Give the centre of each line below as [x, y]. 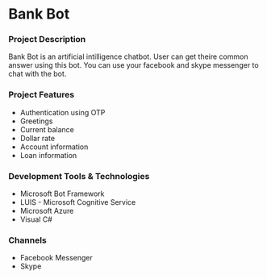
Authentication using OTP [63, 112]
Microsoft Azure [47, 211]
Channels [27, 240]
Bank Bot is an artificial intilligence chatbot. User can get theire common [128, 56]
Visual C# [36, 219]
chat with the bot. [38, 74]
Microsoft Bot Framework [62, 194]
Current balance [47, 129]
